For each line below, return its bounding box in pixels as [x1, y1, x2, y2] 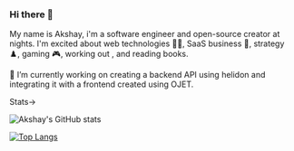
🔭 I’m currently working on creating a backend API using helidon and [9, 70, 266, 80]
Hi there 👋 [9, 8, 54, 21]
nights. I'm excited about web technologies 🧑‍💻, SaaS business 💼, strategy [9, 38, 285, 49]
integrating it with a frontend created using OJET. [9, 79, 194, 90]
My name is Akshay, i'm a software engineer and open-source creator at [9, 29, 280, 40]
